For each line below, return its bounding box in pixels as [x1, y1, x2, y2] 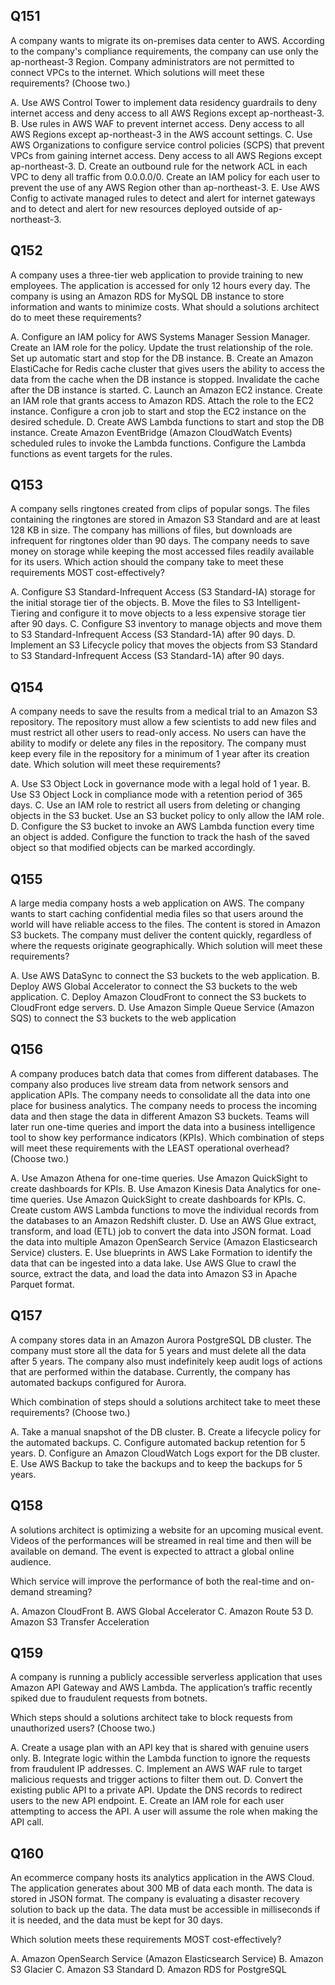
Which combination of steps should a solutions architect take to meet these [10, 1395, 321, 1408]
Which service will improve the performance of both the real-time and [10, 1575, 298, 1587]
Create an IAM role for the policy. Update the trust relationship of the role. [10, 341, 314, 353]
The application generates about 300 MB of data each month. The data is [10, 1882, 313, 1894]
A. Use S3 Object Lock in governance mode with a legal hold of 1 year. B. [10, 778, 311, 790]
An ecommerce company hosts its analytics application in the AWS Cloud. [10, 1872, 315, 1884]
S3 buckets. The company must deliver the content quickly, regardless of [10, 929, 312, 941]
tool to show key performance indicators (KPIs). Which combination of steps [10, 1131, 325, 1143]
